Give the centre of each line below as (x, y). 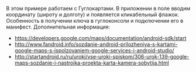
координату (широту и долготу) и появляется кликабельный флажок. (93, 15)
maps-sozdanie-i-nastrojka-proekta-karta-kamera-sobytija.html (92, 63)
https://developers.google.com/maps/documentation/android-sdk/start (100, 38)
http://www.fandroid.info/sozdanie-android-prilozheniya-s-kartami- (96, 44)
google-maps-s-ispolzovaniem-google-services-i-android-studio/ (94, 51)
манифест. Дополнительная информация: (58, 27)
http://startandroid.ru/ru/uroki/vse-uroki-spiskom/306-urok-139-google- (102, 57)
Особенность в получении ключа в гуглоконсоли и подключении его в (95, 21)
